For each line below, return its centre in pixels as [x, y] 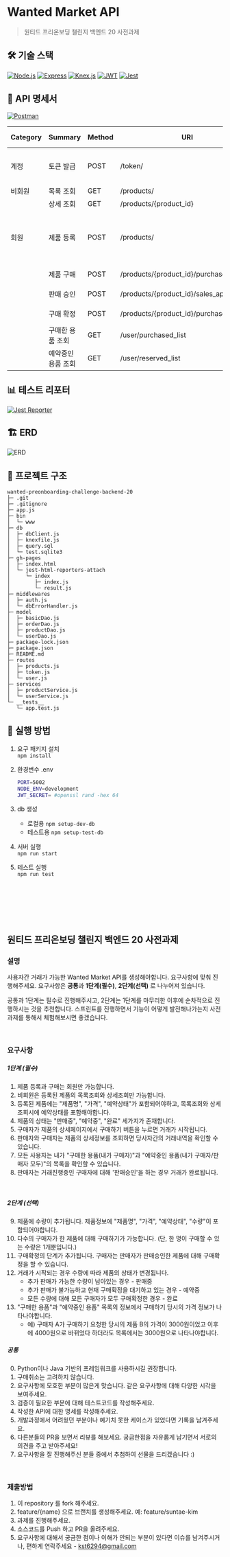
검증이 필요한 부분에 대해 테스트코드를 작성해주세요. [86, 1403]
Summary [65, 137]
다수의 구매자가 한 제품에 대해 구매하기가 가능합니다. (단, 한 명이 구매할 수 [115, 1238]
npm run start [37, 854]
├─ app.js [21, 510]
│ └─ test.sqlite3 [35, 552]
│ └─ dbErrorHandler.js [42, 606]
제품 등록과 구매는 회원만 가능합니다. [65, 1087]
